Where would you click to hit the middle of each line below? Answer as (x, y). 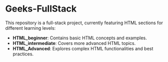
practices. (23, 54)
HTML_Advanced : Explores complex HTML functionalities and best (83, 48)
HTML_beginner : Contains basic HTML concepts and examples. (80, 38)
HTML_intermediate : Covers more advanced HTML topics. (74, 43)
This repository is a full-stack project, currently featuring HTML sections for (84, 23)
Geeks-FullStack (41, 9)
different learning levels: (30, 28)
